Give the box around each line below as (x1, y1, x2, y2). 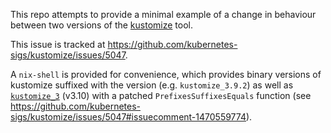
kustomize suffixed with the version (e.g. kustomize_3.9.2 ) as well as (10, 79, 294, 91)
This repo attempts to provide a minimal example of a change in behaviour (10, 9, 317, 20)
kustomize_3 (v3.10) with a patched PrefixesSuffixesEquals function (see (10, 90, 312, 101)
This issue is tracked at (10, 39, 106, 50)
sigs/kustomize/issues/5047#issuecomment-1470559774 (10, 111, 247, 123)
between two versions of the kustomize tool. (10, 19, 193, 31)
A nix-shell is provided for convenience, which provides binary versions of (10, 69, 322, 80)
